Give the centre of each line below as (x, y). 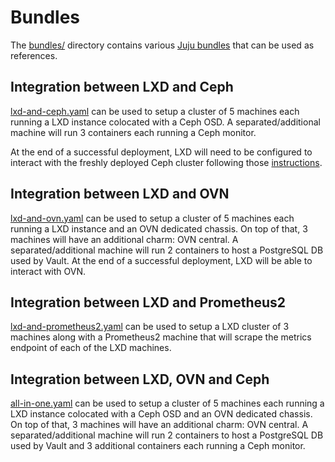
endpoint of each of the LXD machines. (91, 348)
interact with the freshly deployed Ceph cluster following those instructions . (166, 162)
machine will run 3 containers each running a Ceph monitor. (133, 132)
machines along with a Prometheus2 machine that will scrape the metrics (161, 337)
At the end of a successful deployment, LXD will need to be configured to (161, 152)
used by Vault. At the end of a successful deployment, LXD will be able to (161, 260)
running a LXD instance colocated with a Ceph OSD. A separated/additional (165, 122)
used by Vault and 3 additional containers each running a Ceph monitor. (158, 446)
